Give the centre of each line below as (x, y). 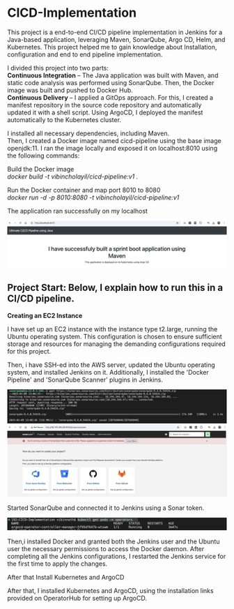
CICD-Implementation (72, 13)
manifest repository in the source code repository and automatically (104, 105)
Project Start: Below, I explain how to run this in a (115, 288)
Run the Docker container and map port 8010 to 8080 (84, 190)
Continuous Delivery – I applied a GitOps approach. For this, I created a (110, 97)
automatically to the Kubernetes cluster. (64, 119)
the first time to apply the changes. (57, 564)
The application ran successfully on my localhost (78, 211)
